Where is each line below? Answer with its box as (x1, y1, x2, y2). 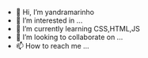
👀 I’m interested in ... (15, 16, 83, 25)
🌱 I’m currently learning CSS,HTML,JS (15, 24, 141, 33)
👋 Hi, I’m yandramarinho (15, 8, 95, 16)
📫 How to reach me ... (15, 42, 89, 50)
